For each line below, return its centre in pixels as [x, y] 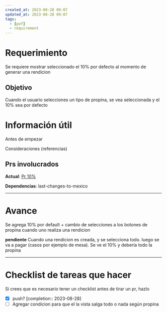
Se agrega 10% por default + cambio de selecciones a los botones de [76, 224]
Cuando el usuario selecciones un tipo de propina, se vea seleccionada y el [83, 100]
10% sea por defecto [27, 105]
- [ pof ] [18, 24]
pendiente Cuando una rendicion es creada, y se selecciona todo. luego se [82, 239]
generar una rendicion [28, 72]
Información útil [39, 125]
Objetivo [19, 88]
